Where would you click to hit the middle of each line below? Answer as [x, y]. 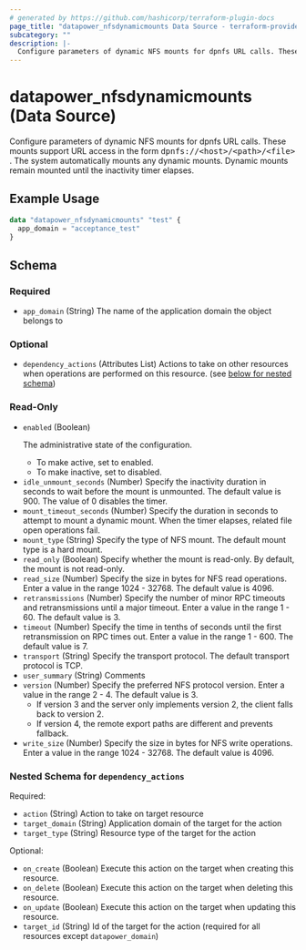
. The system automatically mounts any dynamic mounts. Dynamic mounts [149, 161]
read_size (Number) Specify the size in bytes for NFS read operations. [154, 578]
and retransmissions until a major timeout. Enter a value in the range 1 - [156, 608]
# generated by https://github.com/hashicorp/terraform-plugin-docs [142, 18]
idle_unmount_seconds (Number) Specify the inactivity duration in [144, 481]
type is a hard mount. [62, 549]
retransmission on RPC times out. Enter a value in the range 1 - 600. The [158, 636]
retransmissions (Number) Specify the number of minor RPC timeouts [154, 598]
